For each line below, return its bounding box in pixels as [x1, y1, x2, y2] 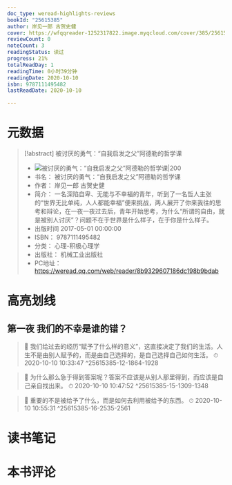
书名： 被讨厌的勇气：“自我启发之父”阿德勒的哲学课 [34, 173, 181, 181]
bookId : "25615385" [7, 17, 64, 23]
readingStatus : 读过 [7, 49, 64, 56]
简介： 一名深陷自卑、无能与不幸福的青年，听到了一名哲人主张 [34, 190, 212, 198]
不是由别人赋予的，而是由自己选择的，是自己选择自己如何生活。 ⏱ [30, 351, 219, 359]
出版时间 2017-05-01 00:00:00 [34, 225, 122, 233]
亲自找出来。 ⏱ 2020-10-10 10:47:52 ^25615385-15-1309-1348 [30, 381, 209, 390]
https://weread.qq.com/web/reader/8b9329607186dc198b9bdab [34, 267, 219, 275]
